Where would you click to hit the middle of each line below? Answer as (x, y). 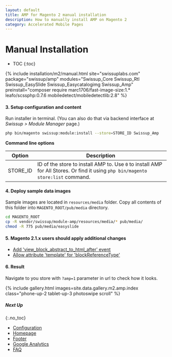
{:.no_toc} (16, 318)
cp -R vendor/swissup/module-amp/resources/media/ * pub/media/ (74, 222)
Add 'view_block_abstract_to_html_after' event (62, 250)
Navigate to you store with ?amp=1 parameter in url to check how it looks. (81, 278)
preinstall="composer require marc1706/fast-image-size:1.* (68, 90)
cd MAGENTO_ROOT (23, 217)
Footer (20, 339)
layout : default (23, 10)
